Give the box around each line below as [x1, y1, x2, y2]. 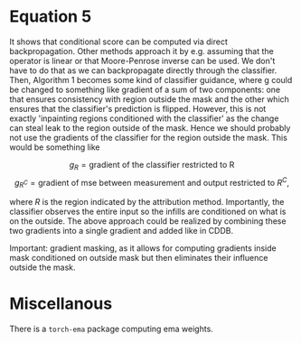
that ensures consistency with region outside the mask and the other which [9, 93, 289, 105]
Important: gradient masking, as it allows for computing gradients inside [9, 243, 277, 254]
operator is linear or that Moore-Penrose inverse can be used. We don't [9, 55, 276, 66]
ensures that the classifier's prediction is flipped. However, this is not [9, 103, 267, 114]
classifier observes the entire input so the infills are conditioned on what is [9, 206, 287, 218]
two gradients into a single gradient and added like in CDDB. [9, 226, 233, 236]
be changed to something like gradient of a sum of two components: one [9, 84, 281, 95]
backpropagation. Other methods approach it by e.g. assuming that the [9, 45, 274, 56]
